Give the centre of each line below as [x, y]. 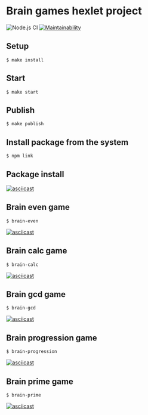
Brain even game [38, 207]
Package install [35, 174]
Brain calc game [37, 251]
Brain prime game [40, 381]
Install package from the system [67, 142]
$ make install [25, 60]
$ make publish [25, 124]
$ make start [22, 92]
